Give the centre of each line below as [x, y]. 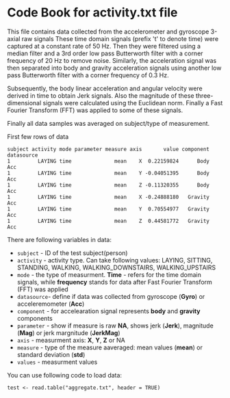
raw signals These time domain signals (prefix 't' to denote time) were [120, 38]
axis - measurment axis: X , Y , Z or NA [71, 340]
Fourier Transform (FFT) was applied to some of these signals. [95, 110]
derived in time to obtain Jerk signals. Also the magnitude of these [101, 95]
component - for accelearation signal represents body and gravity [108, 311]
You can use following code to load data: [64, 375]
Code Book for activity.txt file [92, 13]
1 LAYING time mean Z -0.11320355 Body [108, 185]
